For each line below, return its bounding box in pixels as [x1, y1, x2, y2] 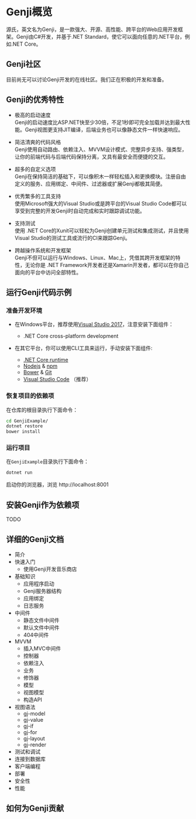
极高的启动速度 [14, 111, 51, 118]
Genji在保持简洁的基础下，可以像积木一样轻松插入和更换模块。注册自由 [14, 173, 186, 180]
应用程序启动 [23, 580, 54, 587]
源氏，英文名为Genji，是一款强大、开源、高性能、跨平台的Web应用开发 [6, 26, 178, 33]
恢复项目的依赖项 [6, 392, 54, 400]
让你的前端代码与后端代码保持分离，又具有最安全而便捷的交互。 [14, 153, 169, 160]
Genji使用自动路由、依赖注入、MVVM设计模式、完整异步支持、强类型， [14, 146, 187, 153]
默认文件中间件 [23, 624, 60, 631]
